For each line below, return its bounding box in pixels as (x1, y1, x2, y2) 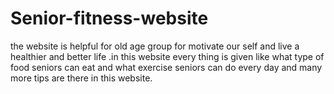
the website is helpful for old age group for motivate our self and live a (10, 40, 300, 52)
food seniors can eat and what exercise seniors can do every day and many (10, 61, 323, 73)
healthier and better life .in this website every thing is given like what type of (10, 50, 325, 62)
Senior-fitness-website (10, 7, 209, 30)
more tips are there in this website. (10, 72, 153, 84)
